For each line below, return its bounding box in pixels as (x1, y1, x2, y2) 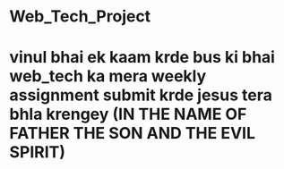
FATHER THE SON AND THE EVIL (9, 123, 256, 144)
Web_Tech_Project (9, 6, 151, 27)
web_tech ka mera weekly (9, 66, 207, 87)
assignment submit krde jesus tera (9, 85, 273, 106)
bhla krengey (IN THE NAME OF (9, 105, 247, 124)
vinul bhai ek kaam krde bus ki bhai (9, 47, 276, 68)
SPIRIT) (9, 142, 65, 163)
